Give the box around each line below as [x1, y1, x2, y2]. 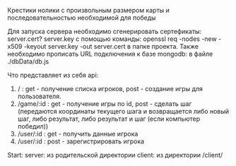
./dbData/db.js [7, 57, 49, 66]
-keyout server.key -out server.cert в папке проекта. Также [23, 42, 199, 50]
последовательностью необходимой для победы [7, 13, 157, 22]
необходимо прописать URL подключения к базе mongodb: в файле [7, 49, 213, 58]
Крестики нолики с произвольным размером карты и [7, 6, 170, 14]
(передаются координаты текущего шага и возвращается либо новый [17, 107, 230, 115]
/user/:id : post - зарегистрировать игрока [17, 137, 145, 146]
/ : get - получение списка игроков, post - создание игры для [17, 85, 203, 93]
